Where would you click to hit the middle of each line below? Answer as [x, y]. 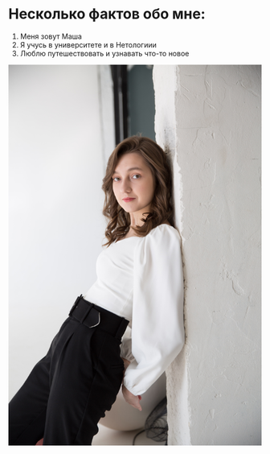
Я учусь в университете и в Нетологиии [88, 44]
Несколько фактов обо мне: [107, 14]
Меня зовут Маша [51, 36]
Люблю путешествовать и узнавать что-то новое [104, 53]
